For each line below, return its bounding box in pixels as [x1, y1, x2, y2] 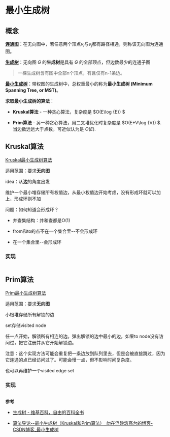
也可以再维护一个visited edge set [5, 367, 75, 373]
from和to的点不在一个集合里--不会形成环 [12, 228, 98, 234]
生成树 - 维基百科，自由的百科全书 [12, 409, 85, 416]
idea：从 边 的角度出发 [5, 178, 50, 184]
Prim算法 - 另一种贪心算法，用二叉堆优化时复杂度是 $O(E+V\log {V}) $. [12, 119, 162, 125]
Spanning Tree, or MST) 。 [5, 87, 61, 93]
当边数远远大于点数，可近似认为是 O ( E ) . [12, 126, 96, 132]
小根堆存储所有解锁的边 [5, 311, 54, 317]
